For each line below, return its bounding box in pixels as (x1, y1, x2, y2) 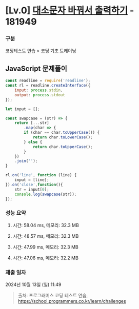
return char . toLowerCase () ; (32, 135, 93, 140)
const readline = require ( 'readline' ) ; (5, 78, 91, 84)
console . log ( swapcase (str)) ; (14, 192, 77, 197)
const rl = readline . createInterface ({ (5, 83, 91, 88)
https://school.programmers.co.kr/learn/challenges (17, 298, 127, 304)
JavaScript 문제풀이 (5, 64, 68, 73)
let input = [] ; (5, 106, 40, 112)
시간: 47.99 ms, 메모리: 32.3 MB (12, 244, 78, 250)
